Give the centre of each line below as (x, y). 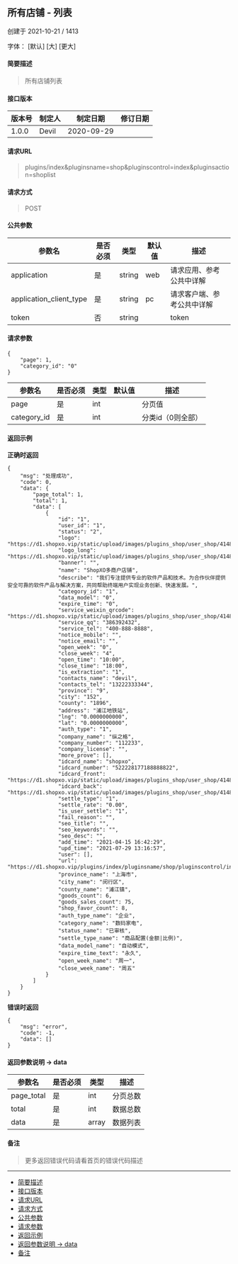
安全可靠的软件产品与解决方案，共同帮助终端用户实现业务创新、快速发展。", (103, 586)
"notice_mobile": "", (90, 635)
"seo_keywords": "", (88, 830)
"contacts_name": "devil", (98, 679)
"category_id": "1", (88, 592)
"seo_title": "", (84, 824)
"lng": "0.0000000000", (93, 717)
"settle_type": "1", (88, 799)
